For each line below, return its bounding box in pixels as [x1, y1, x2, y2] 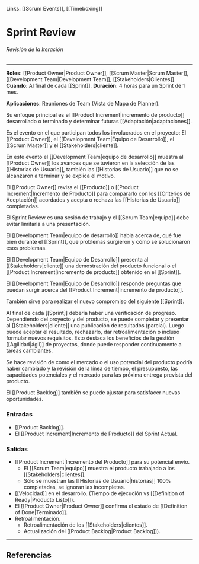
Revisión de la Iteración [6, 46, 63, 53]
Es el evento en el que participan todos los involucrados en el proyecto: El [6, 129, 187, 136]
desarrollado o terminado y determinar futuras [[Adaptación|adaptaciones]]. [6, 118, 192, 125]
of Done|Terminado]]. [14, 508, 68, 515]
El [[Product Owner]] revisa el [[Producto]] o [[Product [6, 184, 139, 191]
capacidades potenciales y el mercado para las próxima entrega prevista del [6, 371, 192, 378]
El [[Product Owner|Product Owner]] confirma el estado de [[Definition [14, 502, 188, 509]
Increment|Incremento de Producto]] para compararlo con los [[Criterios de [6, 190, 191, 197]
